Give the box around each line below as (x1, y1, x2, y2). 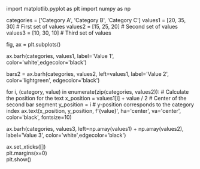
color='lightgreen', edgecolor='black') (6, 77, 100, 84)
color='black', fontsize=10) (6, 113, 72, 121)
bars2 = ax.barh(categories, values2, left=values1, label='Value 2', (6, 70, 169, 77)
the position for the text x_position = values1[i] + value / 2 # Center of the (6, 95, 187, 102)
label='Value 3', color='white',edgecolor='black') (6, 131, 126, 139)
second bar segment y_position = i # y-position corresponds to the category (6, 101, 195, 108)
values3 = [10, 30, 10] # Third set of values (6, 29, 112, 36)
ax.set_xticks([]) (6, 143, 46, 150)
